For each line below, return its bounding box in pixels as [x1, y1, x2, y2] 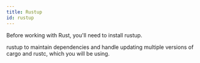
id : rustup [6, 15, 34, 21]
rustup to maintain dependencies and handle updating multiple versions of [6, 43, 194, 51]
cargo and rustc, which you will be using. [6, 50, 110, 57]
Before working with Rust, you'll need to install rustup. [6, 31, 143, 39]
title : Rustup [6, 9, 43, 15]
